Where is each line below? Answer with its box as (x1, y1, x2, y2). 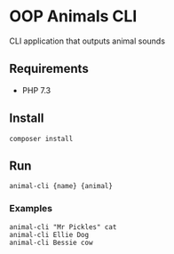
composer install (9, 134, 74, 143)
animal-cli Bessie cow (9, 238, 93, 247)
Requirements (9, 61, 89, 76)
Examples (9, 202, 53, 215)
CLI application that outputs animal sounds (9, 36, 166, 46)
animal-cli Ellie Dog (9, 230, 90, 239)
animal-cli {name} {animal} (9, 182, 114, 191)
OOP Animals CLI (9, 6, 138, 27)
